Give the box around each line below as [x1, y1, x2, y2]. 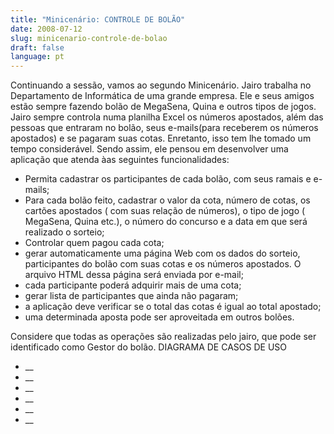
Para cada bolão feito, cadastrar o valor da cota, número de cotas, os [24, 194, 311, 206]
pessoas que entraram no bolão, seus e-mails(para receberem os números [10, 122, 319, 134]
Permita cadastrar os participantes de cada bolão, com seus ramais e [24, 173, 312, 185]
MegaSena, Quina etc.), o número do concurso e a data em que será [24, 216, 308, 228]
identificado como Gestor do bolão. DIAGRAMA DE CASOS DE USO [10, 341, 287, 353]
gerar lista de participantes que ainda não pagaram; [24, 290, 239, 302]
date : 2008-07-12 [10, 24, 83, 34]
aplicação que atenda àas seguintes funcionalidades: [10, 154, 230, 166]
